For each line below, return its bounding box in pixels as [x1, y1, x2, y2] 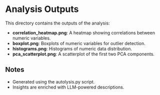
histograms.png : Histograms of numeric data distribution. [12, 45, 132, 51]
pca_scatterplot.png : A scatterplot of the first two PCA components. [12, 51, 155, 57]
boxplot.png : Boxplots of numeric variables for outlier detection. [12, 40, 146, 46]
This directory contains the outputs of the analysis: [5, 20, 110, 26]
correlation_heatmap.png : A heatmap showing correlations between [12, 29, 155, 35]
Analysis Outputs [5, 3, 79, 15]
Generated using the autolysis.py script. [12, 78, 95, 84]
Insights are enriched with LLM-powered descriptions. [12, 84, 124, 90]
